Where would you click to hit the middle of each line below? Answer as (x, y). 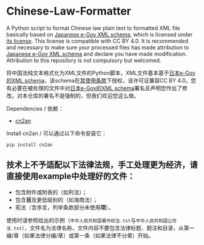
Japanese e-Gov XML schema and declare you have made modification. (97, 53)
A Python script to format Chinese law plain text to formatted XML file (93, 28)
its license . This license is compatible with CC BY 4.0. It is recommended (97, 41)
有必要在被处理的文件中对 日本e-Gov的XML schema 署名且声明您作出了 (94, 88)
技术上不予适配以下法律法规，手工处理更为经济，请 (102, 165)
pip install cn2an (29, 145)
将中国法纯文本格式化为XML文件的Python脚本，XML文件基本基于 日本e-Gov (101, 73)
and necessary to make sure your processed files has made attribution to (98, 47)
